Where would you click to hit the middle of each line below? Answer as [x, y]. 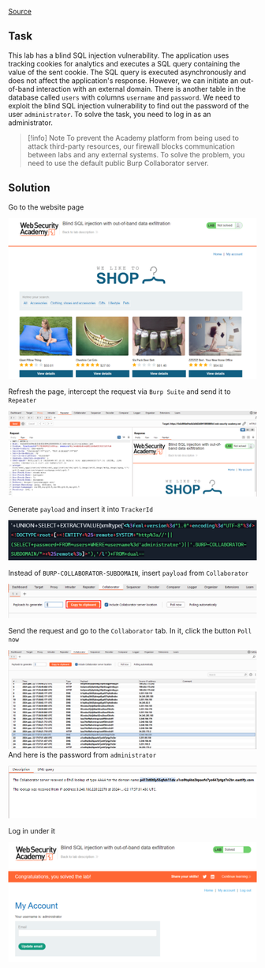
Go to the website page [46, 207]
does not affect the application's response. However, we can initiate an [123, 80]
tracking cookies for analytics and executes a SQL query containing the [124, 63]
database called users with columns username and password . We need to [124, 97]
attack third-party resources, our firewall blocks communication [131, 146]
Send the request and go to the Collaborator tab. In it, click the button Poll [130, 630]
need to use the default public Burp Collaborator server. [118, 163]
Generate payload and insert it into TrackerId [81, 509]
